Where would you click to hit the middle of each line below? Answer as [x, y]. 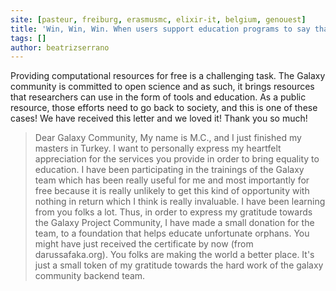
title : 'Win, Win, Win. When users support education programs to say [160, 29]
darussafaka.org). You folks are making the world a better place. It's [174, 255]
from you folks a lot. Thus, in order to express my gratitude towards [173, 212]
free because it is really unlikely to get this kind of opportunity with [172, 191]
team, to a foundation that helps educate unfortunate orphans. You [172, 233]
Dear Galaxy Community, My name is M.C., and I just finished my [168, 138]
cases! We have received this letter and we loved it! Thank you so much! [159, 118]
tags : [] [28, 38]
